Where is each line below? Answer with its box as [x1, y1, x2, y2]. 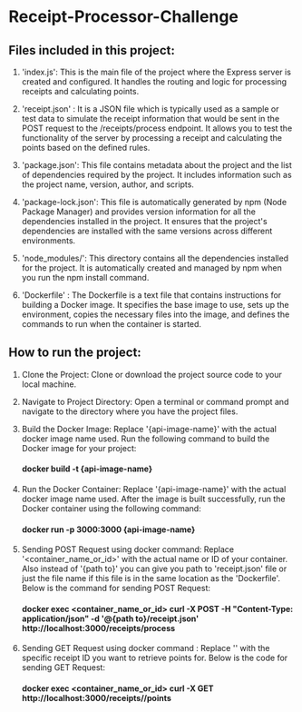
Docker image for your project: [21, 442, 137, 453]
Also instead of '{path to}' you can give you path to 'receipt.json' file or [21, 563, 287, 574]
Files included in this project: [8, 43, 176, 58]
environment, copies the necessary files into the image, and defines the [21, 309, 290, 320]
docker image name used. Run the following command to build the [21, 433, 270, 444]
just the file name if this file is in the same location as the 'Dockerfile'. [21, 573, 281, 584]
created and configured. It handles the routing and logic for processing [21, 76, 287, 87]
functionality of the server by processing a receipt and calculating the [21, 133, 283, 143]
